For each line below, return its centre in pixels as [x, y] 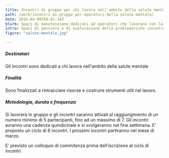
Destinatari [17, 54]
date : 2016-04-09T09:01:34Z [35, 19]
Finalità [13, 78]
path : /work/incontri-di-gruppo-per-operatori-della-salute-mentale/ [80, 15]
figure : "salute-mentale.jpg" [37, 33]
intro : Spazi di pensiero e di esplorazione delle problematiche [75, 29]
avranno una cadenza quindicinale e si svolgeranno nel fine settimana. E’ [81, 125]
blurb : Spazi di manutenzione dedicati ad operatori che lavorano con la [84, 24]
